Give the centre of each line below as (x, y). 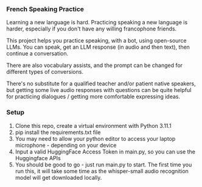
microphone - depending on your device (66, 145)
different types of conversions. (45, 72)
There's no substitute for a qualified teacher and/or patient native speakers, (101, 83)
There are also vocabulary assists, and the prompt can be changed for (95, 65)
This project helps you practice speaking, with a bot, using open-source (96, 41)
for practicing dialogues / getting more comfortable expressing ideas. (93, 97)
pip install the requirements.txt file (58, 132)
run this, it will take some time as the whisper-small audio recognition (102, 171)
